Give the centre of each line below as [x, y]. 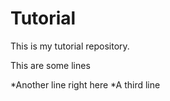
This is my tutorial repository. [70, 46]
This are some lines [50, 65]
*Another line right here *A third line [85, 84]
